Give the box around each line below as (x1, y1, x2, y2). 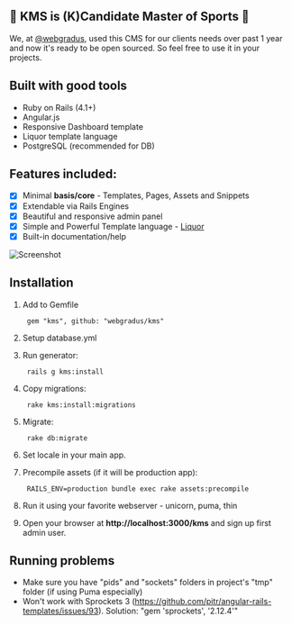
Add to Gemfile (22, 299, 79, 310)
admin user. (22, 527, 67, 538)
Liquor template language (22, 131, 118, 141)
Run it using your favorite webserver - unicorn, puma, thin (22, 500, 238, 511)
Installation (9, 276, 74, 291)
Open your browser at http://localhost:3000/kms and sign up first (22, 517, 272, 528)
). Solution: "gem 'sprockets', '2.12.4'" (97, 605, 239, 617)
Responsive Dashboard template (22, 121, 144, 131)
